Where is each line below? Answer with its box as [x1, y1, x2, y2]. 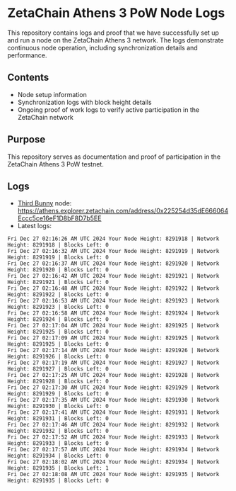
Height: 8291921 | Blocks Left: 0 [7, 278, 110, 286]
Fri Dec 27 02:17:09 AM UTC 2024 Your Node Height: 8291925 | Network [7, 334, 220, 342]
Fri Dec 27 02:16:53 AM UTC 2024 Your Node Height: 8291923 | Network [7, 298, 220, 305]
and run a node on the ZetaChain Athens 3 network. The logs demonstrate [7, 35, 224, 44]
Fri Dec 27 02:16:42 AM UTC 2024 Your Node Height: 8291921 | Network [7, 273, 220, 280]
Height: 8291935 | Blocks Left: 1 [7, 465, 110, 472]
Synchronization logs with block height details [17, 98, 152, 106]
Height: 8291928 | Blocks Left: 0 [7, 378, 110, 385]
